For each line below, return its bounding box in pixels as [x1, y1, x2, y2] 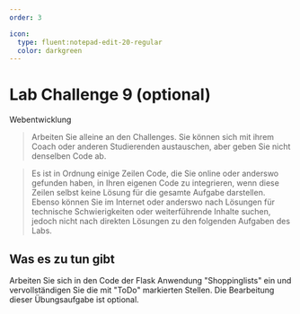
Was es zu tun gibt [9, 251, 115, 266]
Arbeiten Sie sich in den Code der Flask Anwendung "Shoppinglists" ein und [9, 275, 292, 285]
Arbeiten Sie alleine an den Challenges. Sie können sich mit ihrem [31, 132, 275, 143]
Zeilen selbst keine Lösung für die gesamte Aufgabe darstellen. [31, 188, 266, 198]
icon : [9, 29, 30, 39]
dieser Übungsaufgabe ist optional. [9, 294, 139, 305]
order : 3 [9, 13, 42, 22]
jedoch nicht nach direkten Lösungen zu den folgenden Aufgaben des [31, 216, 290, 227]
